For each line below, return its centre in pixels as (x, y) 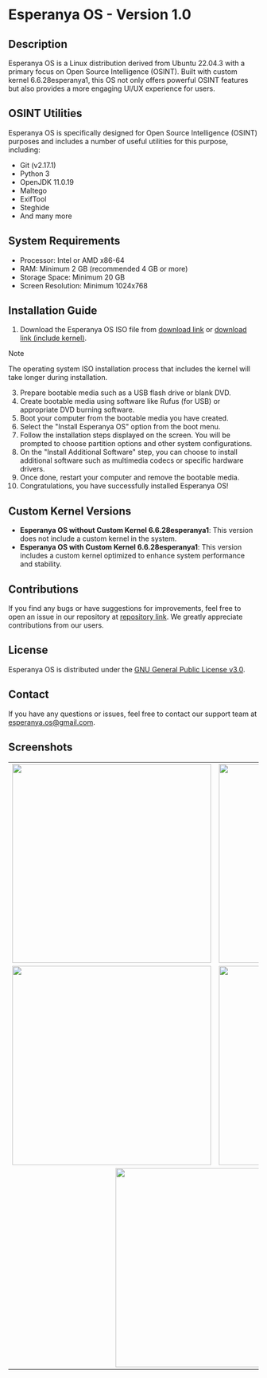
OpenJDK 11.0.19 (46, 182)
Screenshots (41, 748)
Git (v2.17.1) (38, 165)
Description (38, 44)
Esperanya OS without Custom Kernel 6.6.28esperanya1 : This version (136, 530)
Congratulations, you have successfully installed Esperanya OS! (124, 486)
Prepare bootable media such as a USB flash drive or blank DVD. (126, 393)
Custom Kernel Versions (70, 511)
